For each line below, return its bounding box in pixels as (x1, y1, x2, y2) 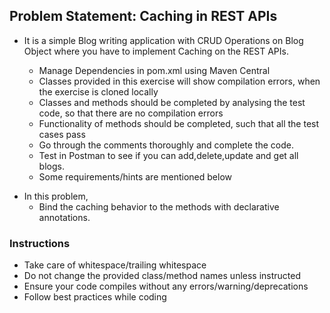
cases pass (38, 128, 86, 140)
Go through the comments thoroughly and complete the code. (38, 139, 295, 151)
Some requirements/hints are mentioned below (38, 170, 232, 183)
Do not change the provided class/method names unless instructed (23, 270, 302, 282)
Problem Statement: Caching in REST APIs (9, 8, 278, 25)
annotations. (38, 211, 91, 223)
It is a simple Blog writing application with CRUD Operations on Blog (23, 34, 304, 46)
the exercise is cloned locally (38, 85, 159, 98)
